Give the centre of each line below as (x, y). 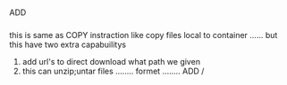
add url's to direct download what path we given (111, 61)
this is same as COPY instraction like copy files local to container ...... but (143, 35)
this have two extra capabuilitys (68, 44)
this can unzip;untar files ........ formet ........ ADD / (113, 71)
